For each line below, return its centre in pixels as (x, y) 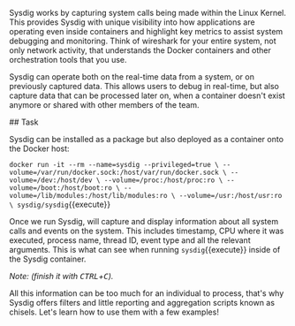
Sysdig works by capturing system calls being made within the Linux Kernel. (148, 13)
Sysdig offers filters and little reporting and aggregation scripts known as (142, 303)
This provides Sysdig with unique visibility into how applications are (132, 22)
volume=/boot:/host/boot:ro (61, 188)
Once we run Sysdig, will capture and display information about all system (144, 221)
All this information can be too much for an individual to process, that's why (147, 293)
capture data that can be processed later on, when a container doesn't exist (147, 95)
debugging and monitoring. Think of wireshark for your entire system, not (143, 41)
